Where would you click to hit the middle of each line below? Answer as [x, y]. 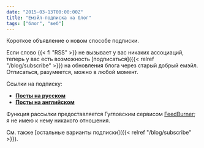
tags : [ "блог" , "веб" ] [35, 23]
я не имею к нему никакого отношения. [58, 120]
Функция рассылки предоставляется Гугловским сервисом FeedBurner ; [101, 114]
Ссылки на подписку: [34, 84]
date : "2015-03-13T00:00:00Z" [45, 12]
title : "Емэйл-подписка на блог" [49, 18]
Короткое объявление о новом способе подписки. [73, 41]
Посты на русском [40, 96]
